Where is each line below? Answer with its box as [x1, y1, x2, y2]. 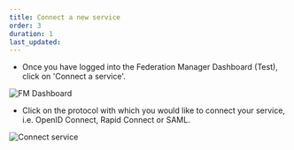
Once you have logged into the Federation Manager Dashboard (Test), [21, 62, 279, 72]
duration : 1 [9, 29, 53, 38]
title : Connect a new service [9, 12, 121, 22]
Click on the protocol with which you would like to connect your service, [21, 105, 286, 116]
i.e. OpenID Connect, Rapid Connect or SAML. [21, 115, 190, 125]
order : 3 [9, 21, 42, 30]
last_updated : [9, 37, 62, 47]
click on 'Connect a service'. [21, 71, 126, 82]
